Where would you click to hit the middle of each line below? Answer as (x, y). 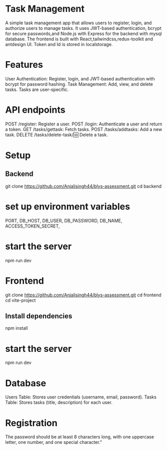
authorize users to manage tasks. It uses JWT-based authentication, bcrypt (83, 28)
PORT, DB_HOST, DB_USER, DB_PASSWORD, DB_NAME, (64, 220)
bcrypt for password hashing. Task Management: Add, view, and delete (79, 84)
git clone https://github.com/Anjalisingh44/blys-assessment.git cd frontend (83, 295)
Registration (31, 423)
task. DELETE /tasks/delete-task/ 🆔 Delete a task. (57, 134)
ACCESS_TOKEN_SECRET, (33, 226)
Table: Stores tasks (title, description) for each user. (59, 402)
